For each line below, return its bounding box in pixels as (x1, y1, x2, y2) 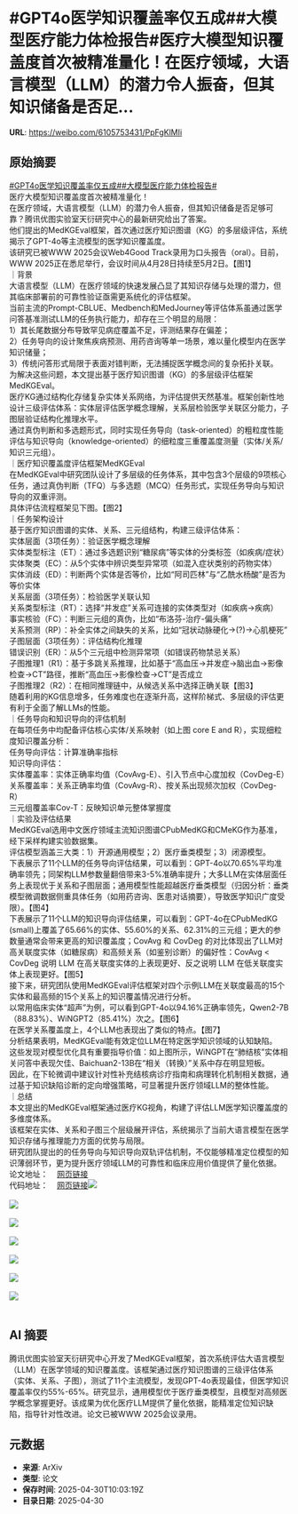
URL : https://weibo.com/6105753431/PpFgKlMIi (9, 126, 183, 138)
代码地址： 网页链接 (9, 1179, 89, 1191)
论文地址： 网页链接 (9, 1168, 89, 1179)
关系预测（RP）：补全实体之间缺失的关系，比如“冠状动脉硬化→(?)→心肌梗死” (9, 624, 288, 635)
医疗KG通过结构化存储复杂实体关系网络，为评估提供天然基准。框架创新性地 (9, 391, 285, 402)
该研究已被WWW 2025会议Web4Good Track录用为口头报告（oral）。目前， (9, 246, 284, 258)
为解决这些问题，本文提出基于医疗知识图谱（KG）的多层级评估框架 (9, 369, 254, 379)
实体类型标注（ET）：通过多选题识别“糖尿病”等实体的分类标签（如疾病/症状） (9, 546, 289, 557)
